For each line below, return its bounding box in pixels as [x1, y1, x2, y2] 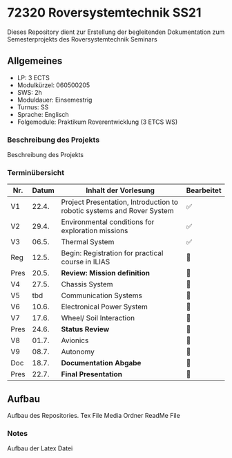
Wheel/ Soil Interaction [61, 313, 135, 323]
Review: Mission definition [61, 268, 151, 278]
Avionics [61, 336, 89, 345]
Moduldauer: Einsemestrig [17, 95, 93, 104]
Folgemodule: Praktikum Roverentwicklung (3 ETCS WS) [17, 118, 178, 126]
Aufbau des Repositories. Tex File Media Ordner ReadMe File [7, 412, 181, 420]
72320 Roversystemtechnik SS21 [7, 5, 202, 21]
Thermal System [61, 237, 115, 247]
